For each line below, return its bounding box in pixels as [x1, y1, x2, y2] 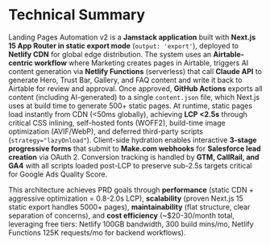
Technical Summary [8, 6, 146, 24]
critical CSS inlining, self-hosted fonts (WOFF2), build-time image [8, 118, 226, 127]
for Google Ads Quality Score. [8, 169, 108, 179]
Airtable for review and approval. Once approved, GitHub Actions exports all [8, 83, 263, 93]
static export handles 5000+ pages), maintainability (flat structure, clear [8, 201, 251, 211]
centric [8, 58, 34, 68]
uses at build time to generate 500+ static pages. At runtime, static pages [8, 101, 252, 110]
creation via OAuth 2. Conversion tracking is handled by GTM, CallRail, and [8, 152, 260, 162]
